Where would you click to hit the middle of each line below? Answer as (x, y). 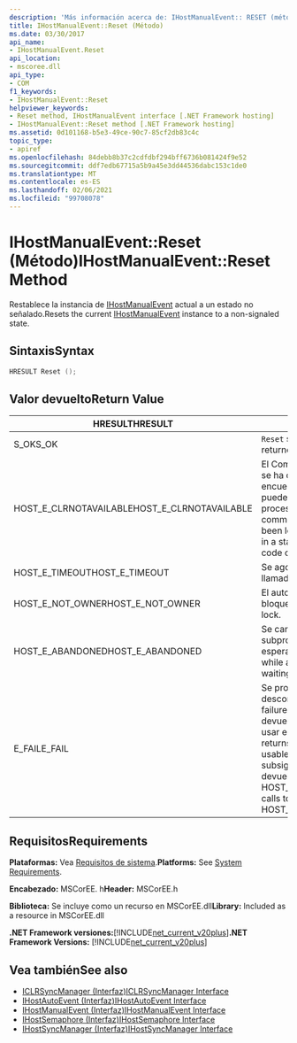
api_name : (27, 42)
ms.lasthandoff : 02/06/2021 (61, 190)
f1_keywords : (33, 91)
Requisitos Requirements (79, 841)
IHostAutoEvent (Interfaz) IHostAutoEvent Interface (114, 1001)
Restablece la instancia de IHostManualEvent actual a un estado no (131, 304)
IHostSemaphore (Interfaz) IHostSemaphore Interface (118, 1019)
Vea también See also (69, 970)
